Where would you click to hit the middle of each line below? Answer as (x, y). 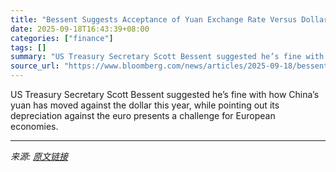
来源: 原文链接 (39, 156)
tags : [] (28, 47)
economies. (34, 126)
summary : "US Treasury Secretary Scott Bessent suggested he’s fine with (167, 57)
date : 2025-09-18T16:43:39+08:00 (80, 29)
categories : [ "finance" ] (62, 38)
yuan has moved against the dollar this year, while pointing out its (145, 105)
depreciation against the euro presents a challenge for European (143, 115)
